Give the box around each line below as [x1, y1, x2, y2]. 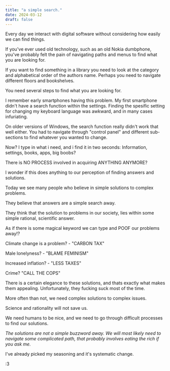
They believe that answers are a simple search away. [5, 200, 116, 206]
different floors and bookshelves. [5, 77, 75, 84]
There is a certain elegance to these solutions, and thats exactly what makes [5, 280, 165, 286]
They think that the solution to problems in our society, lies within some [5, 210, 154, 216]
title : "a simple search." [5, 7, 62, 13]
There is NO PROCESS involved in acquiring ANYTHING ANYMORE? [5, 160, 148, 166]
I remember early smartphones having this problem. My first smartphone [5, 97, 157, 103]
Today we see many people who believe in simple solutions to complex [5, 184, 154, 191]
